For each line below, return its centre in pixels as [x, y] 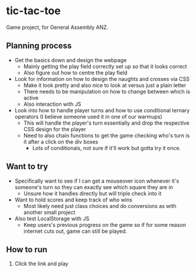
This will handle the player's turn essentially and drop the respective [107, 123]
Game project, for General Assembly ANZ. [57, 27]
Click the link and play [42, 264]
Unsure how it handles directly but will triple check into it [92, 193]
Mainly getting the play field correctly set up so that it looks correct [105, 66]
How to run [27, 249]
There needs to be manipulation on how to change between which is [107, 91]
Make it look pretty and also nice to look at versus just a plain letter [105, 85]
